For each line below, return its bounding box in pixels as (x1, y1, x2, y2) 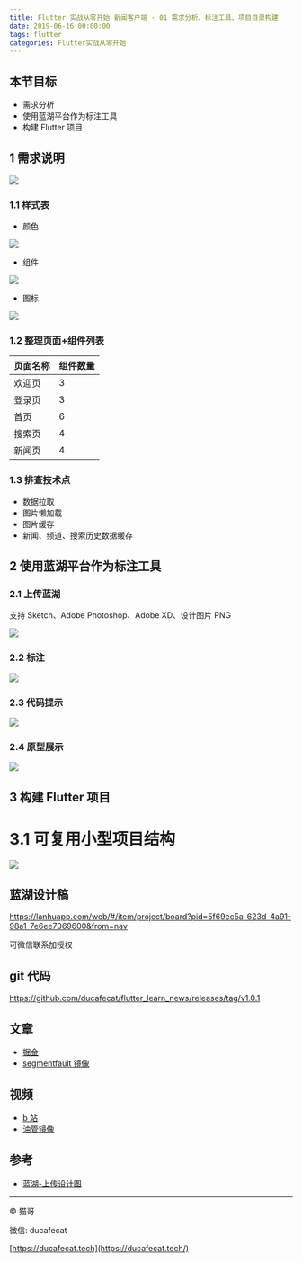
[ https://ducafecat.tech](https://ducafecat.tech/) (9, 1242, 190, 1253)
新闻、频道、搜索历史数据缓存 (22, 530, 133, 541)
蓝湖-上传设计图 (22, 1177, 83, 1188)
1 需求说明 (9, 150, 66, 166)
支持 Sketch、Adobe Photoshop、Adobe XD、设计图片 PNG (9, 610, 232, 621)
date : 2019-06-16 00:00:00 (9, 22, 111, 31)
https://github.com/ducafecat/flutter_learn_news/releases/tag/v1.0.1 (9, 993, 261, 1004)
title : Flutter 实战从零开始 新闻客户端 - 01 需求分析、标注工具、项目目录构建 (9, 13, 279, 22)
